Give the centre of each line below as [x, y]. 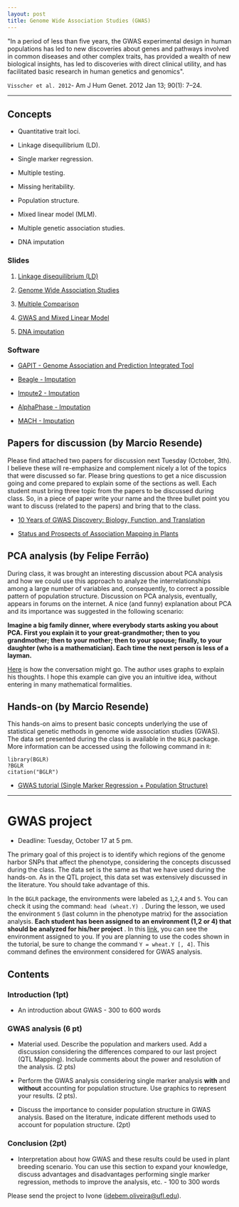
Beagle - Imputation [47, 379]
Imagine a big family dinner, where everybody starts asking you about [113, 625]
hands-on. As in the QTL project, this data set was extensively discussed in [117, 877]
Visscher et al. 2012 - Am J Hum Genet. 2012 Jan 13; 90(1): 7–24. [105, 85]
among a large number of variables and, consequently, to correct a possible [118, 588]
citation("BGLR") [33, 772]
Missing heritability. [46, 187]
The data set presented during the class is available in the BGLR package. [114, 739]
